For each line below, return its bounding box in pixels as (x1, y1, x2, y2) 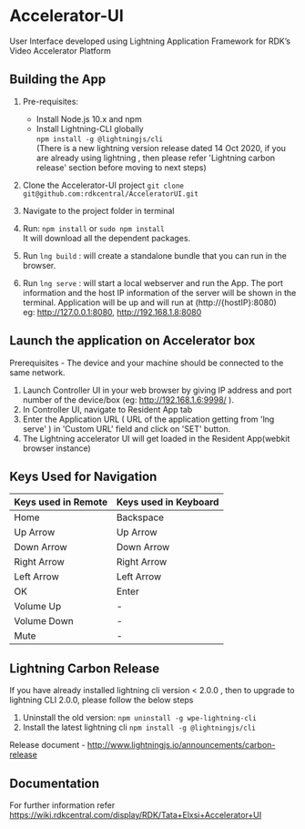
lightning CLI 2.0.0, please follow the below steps (9, 694, 194, 706)
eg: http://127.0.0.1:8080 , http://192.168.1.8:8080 (22, 306, 202, 317)
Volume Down (14, 615, 75, 628)
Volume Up (14, 600, 62, 613)
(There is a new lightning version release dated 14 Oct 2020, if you (36, 142, 287, 153)
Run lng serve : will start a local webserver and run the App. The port (22, 277, 284, 288)
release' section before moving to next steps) (36, 161, 207, 173)
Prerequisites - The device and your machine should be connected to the (9, 357, 284, 368)
